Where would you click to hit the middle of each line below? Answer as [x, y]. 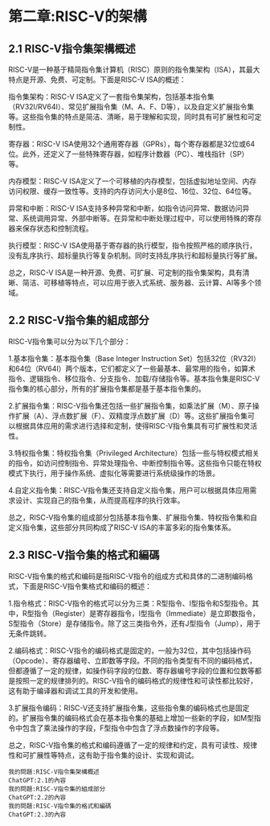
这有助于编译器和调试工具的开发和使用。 [75, 690]
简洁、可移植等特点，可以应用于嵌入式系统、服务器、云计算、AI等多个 [138, 283]
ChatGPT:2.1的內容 [37, 780]
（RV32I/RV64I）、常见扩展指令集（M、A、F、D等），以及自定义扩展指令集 [131, 107]
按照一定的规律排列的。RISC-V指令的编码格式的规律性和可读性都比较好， [136, 680]
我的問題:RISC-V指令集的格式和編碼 [60, 806]
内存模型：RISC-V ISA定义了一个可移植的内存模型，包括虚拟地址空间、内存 [133, 181]
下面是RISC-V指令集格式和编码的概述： [87, 586]
